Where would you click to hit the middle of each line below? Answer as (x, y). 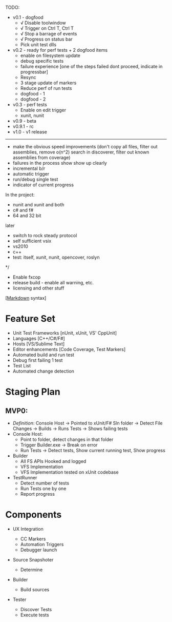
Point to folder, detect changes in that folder (67, 439)
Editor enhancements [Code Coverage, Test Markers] (69, 349)
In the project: (20, 195)
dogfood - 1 (33, 94)
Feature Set (30, 319)
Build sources (35, 589)
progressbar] (34, 72)
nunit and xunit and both (38, 205)
